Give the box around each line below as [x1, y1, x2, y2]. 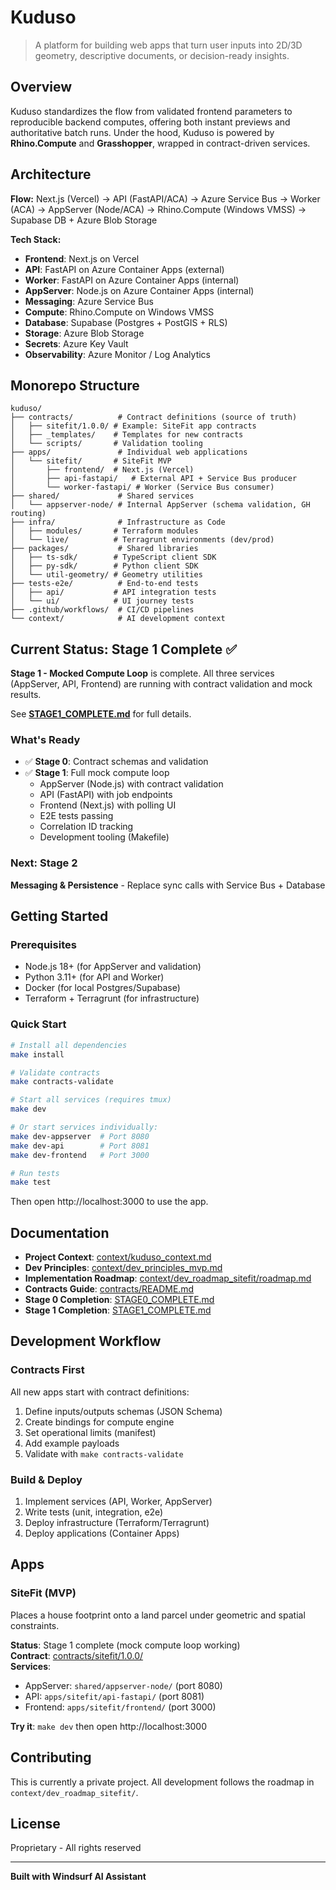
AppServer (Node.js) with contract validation [39, 778, 224, 790]
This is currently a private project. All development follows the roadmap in [10, 1776, 315, 1788]
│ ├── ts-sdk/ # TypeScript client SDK [10, 552, 217, 563]
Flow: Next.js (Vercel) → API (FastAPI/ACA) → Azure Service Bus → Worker [10, 192, 321, 205]
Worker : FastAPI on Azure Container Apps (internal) [24, 274, 240, 286]
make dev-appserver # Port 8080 [10, 1131, 150, 1141]
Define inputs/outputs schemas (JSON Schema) [24, 1405, 223, 1417]
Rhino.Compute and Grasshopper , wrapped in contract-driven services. [10, 137, 311, 149]
